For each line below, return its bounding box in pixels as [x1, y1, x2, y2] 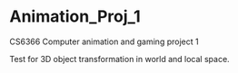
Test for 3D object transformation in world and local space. [9, 53, 230, 64]
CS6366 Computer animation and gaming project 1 [9, 36, 199, 47]
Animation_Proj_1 [9, 6, 141, 27]
